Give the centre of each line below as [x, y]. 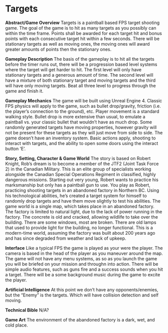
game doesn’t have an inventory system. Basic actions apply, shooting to [80, 138]
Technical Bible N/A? [27, 310]
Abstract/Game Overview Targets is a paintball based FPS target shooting [82, 23]
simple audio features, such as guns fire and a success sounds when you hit [84, 269]
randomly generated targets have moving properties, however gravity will [81, 127]
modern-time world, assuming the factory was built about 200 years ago [80, 233]
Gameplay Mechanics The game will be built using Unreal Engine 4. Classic [84, 100]
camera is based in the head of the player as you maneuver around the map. [84, 253]
